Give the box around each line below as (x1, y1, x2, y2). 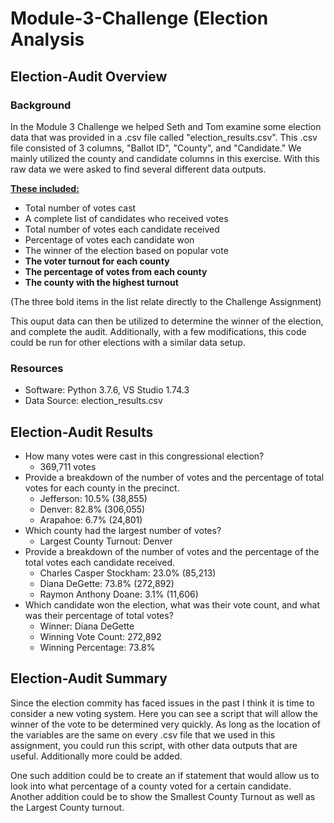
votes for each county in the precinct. (24, 482, 180, 494)
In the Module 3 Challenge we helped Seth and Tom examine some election (10, 120, 322, 132)
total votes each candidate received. (24, 556, 176, 568)
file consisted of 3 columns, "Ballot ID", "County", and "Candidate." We (10, 142, 302, 154)
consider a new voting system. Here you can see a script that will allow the (10, 707, 318, 719)
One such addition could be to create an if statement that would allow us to (10, 769, 320, 781)
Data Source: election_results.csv (24, 395, 163, 407)
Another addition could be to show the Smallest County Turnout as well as (10, 790, 316, 802)
